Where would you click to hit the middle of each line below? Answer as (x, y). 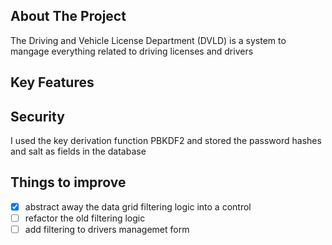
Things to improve (68, 182)
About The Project (68, 16)
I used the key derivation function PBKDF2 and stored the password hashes (166, 141)
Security (37, 116)
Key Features (52, 82)
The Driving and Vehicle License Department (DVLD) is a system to (148, 40)
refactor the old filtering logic (85, 218)
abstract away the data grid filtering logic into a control (138, 206)
